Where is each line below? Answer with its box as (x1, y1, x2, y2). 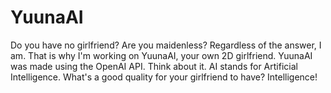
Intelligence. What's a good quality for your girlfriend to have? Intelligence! (10, 71, 318, 83)
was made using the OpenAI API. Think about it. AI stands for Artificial (10, 60, 298, 72)
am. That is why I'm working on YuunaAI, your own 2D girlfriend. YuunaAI (10, 49, 313, 61)
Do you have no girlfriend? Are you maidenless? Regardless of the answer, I (10, 39, 322, 51)
